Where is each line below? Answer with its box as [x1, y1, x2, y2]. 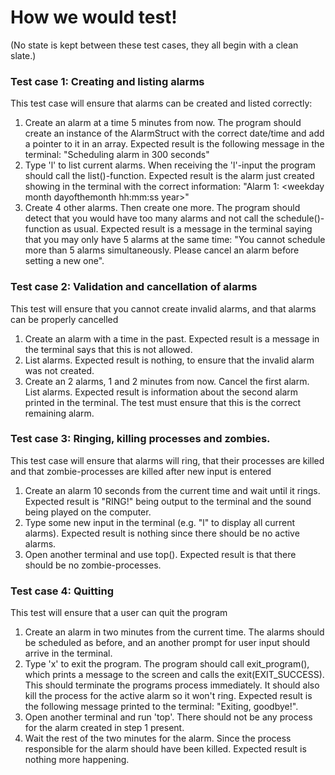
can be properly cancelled [10, 313, 119, 325]
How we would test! [10, 6, 178, 29]
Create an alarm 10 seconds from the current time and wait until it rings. [24, 484, 321, 496]
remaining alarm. [24, 407, 95, 419]
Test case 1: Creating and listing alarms [10, 74, 205, 88]
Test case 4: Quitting [10, 584, 114, 598]
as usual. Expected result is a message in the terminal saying [61, 223, 313, 235]
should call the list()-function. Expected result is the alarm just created [24, 170, 315, 182]
